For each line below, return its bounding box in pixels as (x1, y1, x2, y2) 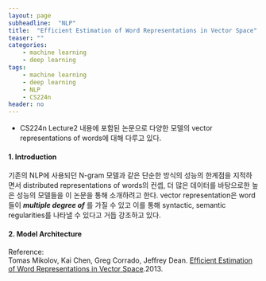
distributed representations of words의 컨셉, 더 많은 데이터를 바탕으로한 (22, 181, 250, 190)
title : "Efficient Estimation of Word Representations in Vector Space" (8, 26, 258, 34)
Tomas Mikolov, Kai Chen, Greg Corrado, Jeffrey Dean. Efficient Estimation (8, 256, 253, 265)
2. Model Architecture (8, 228, 82, 239)
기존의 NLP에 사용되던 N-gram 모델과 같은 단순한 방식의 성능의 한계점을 (8, 170, 232, 180)
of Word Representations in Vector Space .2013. (8, 263, 164, 273)
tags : (8, 64, 26, 72)
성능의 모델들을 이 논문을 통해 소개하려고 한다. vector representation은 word (16, 190, 256, 200)
